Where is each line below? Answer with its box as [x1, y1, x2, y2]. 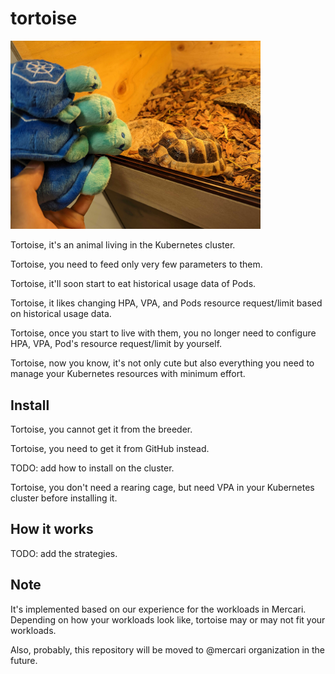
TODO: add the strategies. [10, 547, 118, 559]
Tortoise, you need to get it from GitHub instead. [10, 442, 210, 454]
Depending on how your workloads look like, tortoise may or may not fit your [10, 613, 326, 626]
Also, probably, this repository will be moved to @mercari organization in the [10, 643, 326, 656]
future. [10, 654, 38, 666]
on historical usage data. [10, 308, 112, 320]
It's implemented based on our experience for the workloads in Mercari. [10, 603, 307, 615]
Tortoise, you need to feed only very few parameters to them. [10, 258, 263, 271]
